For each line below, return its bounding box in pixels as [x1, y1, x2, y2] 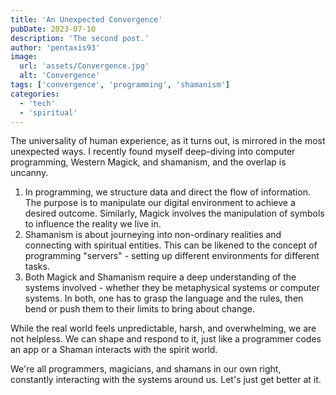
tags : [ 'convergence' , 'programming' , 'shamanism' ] [10, 80, 230, 90]
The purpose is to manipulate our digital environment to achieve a [24, 197, 296, 209]
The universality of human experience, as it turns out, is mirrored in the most [10, 135, 326, 147]
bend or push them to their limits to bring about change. [24, 303, 255, 315]
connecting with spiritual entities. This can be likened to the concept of [24, 239, 318, 251]
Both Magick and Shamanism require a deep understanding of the [24, 271, 297, 283]
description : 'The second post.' [10, 33, 150, 43]
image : [10, 52, 38, 62]
